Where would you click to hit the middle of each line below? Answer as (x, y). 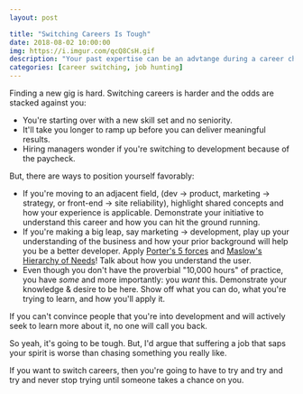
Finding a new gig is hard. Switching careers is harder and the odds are (142, 93)
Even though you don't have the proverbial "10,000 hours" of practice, (153, 270)
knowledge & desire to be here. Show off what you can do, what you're (154, 289)
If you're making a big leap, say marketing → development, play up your (156, 232)
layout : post (34, 18)
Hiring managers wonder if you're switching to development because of (156, 149)
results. (37, 139)
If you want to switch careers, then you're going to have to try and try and (147, 370)
